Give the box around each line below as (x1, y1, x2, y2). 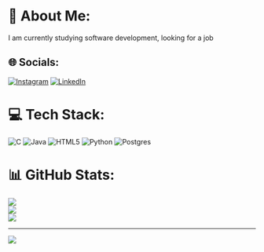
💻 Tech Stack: (8, 105, 105, 123)
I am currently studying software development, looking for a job (8, 33, 214, 42)
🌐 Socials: (8, 56, 60, 69)
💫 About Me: (8, 7, 91, 25)
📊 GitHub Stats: (8, 166, 115, 184)
